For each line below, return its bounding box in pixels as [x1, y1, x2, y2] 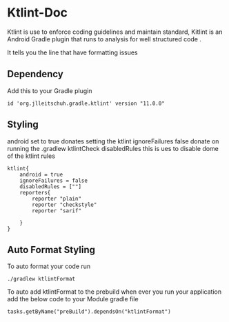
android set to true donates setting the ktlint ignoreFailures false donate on [7, 137, 219, 145]
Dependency [7, 68, 63, 80]
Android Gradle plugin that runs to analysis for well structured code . [7, 34, 202, 43]
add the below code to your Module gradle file [7, 295, 139, 303]
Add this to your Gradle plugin [7, 86, 92, 94]
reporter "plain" [32, 195, 81, 202]
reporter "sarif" [32, 207, 81, 214]
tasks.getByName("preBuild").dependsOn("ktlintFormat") [7, 308, 171, 315]
